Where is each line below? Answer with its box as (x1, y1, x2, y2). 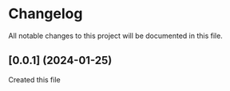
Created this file (8, 74, 61, 84)
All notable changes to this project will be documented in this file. (8, 31, 224, 40)
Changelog (8, 5, 83, 23)
